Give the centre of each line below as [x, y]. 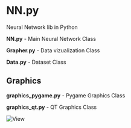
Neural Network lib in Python [42, 27]
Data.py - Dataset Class [36, 62]
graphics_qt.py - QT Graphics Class [52, 107]
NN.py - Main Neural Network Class [51, 38]
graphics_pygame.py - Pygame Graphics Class [66, 95]
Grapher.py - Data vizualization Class [53, 50]
